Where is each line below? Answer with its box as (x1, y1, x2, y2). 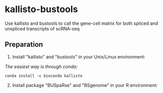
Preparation (5, 40, 43, 49)
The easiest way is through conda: (5, 63, 78, 69)
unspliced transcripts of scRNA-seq (5, 25, 80, 31)
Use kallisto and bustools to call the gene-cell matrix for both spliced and (5, 20, 158, 26)
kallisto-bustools (5, 4, 78, 15)
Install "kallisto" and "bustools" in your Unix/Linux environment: (12, 54, 146, 60)
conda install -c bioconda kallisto (5, 73, 83, 78)
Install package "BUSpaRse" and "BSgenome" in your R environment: (12, 82, 158, 88)
